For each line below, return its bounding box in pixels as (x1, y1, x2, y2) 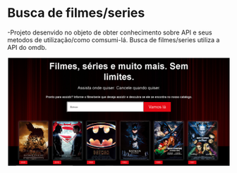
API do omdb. (7, 43, 47, 51)
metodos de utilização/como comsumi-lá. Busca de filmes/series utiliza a (7, 35, 220, 44)
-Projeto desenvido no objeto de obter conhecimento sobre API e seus (7, 28, 213, 37)
